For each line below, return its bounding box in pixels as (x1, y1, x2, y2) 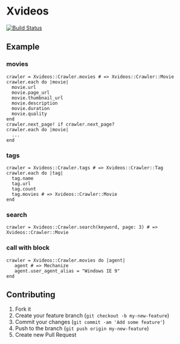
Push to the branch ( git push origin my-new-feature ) (14, 325, 149, 332)
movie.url (11, 84, 36, 90)
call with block (6, 244, 50, 252)
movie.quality (11, 111, 47, 117)
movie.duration (11, 105, 50, 111)
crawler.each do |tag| (6, 170, 63, 176)
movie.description (11, 100, 59, 106)
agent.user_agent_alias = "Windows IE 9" (14, 268, 120, 274)
